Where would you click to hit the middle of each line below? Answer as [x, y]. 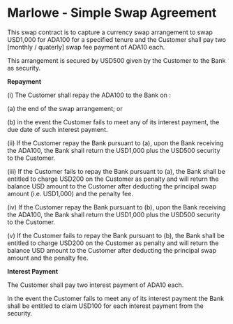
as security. [24, 68]
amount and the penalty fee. [48, 258]
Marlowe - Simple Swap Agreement [112, 13]
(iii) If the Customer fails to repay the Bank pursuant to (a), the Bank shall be [116, 171]
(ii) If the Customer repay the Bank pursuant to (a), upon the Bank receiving [115, 143]
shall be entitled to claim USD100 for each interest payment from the [105, 306]
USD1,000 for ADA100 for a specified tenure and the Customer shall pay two [117, 39]
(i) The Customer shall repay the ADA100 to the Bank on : [89, 95]
